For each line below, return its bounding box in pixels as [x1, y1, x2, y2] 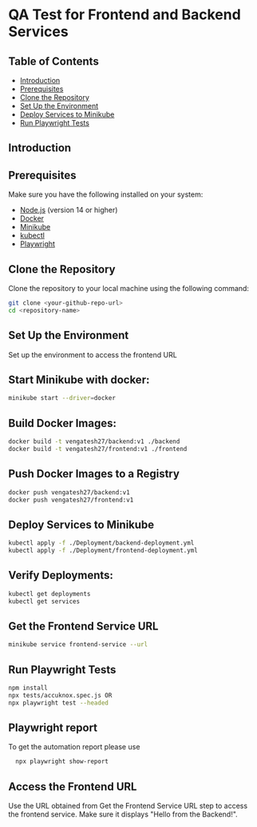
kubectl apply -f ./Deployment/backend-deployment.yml [8, 539, 195, 547]
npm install [8, 684, 48, 693]
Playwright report [8, 721, 98, 735]
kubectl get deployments [8, 589, 91, 597]
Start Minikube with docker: [8, 373, 150, 386]
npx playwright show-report [15, 757, 109, 765]
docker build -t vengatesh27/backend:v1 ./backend [8, 437, 180, 445]
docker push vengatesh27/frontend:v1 [8, 496, 134, 504]
